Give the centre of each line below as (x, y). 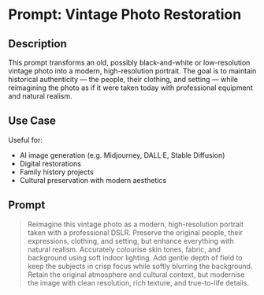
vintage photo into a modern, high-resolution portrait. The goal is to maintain (132, 71)
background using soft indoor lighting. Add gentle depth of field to (135, 257)
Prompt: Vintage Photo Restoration (125, 15)
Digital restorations (50, 163)
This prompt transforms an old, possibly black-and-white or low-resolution (129, 62)
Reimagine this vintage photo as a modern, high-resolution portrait (136, 224)
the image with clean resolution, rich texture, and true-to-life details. (138, 282)
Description (37, 44)
